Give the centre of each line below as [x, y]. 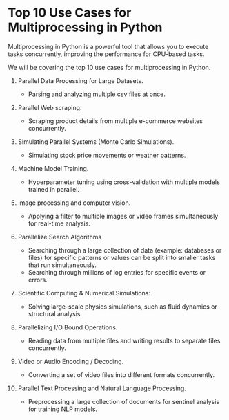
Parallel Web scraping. [50, 107]
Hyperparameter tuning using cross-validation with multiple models [124, 182]
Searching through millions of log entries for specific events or [117, 272]
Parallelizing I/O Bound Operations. [68, 327]
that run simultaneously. [62, 265]
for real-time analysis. [59, 223]
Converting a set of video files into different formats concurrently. [121, 374]
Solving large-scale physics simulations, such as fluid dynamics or [123, 307]
